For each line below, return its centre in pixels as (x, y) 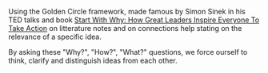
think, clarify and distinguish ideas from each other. (93, 60)
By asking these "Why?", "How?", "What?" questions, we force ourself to (128, 52)
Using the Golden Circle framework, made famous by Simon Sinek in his (127, 12)
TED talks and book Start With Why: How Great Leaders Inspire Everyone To (134, 20)
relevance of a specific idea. (55, 36)
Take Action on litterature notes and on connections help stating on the (125, 28)
